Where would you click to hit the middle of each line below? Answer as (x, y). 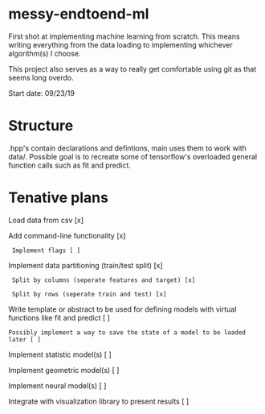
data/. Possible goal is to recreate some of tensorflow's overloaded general (133, 156)
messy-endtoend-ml (79, 14)
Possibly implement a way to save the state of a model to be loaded (127, 332)
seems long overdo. (41, 77)
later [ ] (25, 339)
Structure (41, 126)
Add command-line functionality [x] (67, 235)
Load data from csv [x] (46, 220)
